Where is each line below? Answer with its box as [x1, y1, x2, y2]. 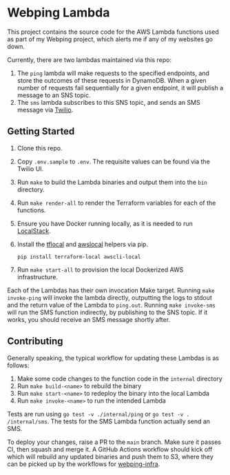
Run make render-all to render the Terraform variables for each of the [17, 199, 216, 207]
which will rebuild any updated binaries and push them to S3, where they [7, 452, 213, 461]
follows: [7, 361, 30, 370]
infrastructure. [17, 272, 59, 281]
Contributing [7, 336, 63, 347]
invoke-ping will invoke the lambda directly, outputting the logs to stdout [7, 293, 212, 301]
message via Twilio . [17, 105, 74, 114]
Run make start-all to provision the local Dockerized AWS [17, 265, 184, 274]
